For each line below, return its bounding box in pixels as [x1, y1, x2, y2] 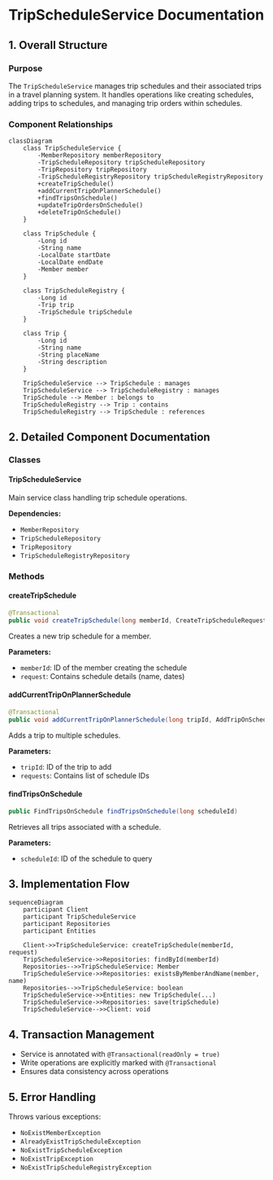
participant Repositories [23, 920, 111, 928]
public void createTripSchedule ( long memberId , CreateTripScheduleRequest [8, 616, 267, 625]
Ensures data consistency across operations [19, 1067, 169, 1077]
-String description [37, 358, 107, 366]
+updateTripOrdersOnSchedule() [37, 201, 144, 209]
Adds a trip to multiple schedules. [8, 730, 121, 740]
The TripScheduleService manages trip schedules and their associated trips [8, 81, 262, 90]
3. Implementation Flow [8, 877, 130, 891]
